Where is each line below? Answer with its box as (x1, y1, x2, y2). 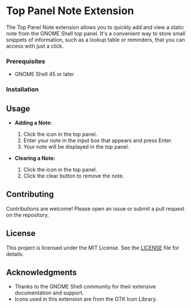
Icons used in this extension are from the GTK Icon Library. (14, 296, 158, 303)
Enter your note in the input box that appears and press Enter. (23, 137, 173, 144)
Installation (6, 86, 39, 94)
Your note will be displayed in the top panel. (23, 143, 129, 150)
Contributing (6, 189, 54, 199)
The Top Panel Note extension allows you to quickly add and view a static (6, 24, 184, 31)
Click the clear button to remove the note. (23, 172, 125, 179)
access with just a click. (6, 42, 64, 50)
